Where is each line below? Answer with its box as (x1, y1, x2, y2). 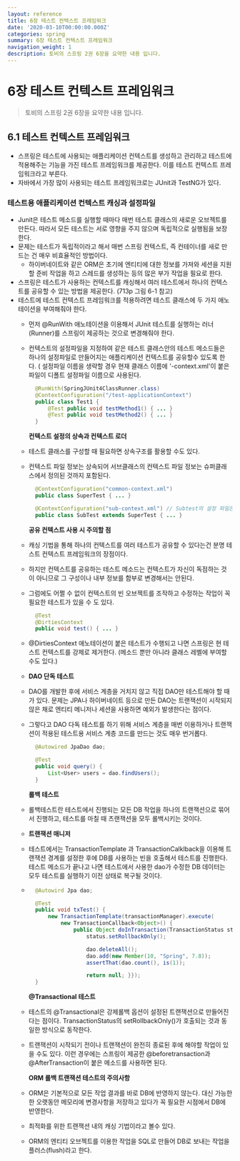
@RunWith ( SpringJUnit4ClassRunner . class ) (34, 385, 161, 392)
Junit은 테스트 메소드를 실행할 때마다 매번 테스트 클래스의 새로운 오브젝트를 (17, 215, 227, 223)
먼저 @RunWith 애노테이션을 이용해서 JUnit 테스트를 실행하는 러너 (28, 319, 214, 328)
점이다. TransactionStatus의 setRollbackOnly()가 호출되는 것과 (41, 1017, 220, 1025)
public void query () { (34, 763, 103, 770)
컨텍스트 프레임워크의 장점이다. (41, 549, 129, 558)
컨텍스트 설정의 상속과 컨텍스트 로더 (28, 432, 127, 441)
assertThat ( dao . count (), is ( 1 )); (86, 959, 186, 966)
